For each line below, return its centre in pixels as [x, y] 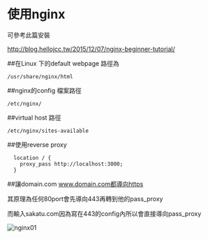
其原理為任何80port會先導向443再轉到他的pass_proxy [85, 198]
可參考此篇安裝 [29, 35]
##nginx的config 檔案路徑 [44, 90]
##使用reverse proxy [37, 145]
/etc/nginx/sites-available [48, 131]
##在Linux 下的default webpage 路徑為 [64, 63]
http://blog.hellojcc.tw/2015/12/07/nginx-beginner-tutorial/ [91, 49]
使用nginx [36, 14]
